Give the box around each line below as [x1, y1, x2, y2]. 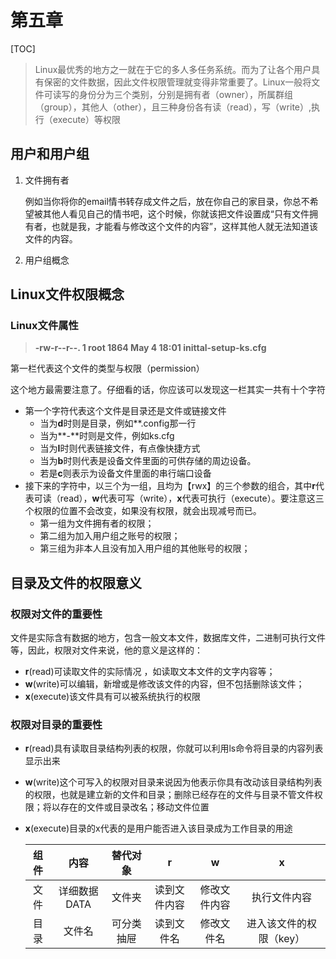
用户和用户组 [10, 146, 90, 163]
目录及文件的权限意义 [10, 574, 142, 591]
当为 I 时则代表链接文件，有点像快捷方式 [39, 442, 201, 455]
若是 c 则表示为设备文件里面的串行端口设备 [39, 467, 212, 480]
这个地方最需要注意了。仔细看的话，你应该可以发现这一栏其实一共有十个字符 [10, 384, 326, 396]
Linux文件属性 [10, 319, 79, 333]
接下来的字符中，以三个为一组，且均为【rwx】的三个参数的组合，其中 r [24, 480, 316, 492]
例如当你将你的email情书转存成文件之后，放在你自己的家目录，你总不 [24, 195, 310, 207]
